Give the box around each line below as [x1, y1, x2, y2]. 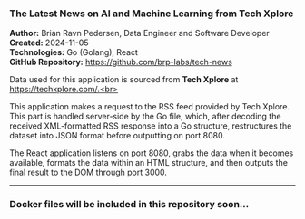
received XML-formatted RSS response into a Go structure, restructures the [9, 120, 292, 131]
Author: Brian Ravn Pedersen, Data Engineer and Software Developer [9, 28, 270, 39]
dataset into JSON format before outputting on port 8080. [9, 130, 225, 141]
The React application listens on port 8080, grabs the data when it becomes [9, 148, 294, 158]
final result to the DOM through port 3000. [9, 167, 168, 178]
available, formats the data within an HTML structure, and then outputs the [9, 157, 289, 168]
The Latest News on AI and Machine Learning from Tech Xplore [9, 7, 294, 20]
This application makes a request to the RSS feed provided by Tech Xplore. [9, 101, 290, 112]
